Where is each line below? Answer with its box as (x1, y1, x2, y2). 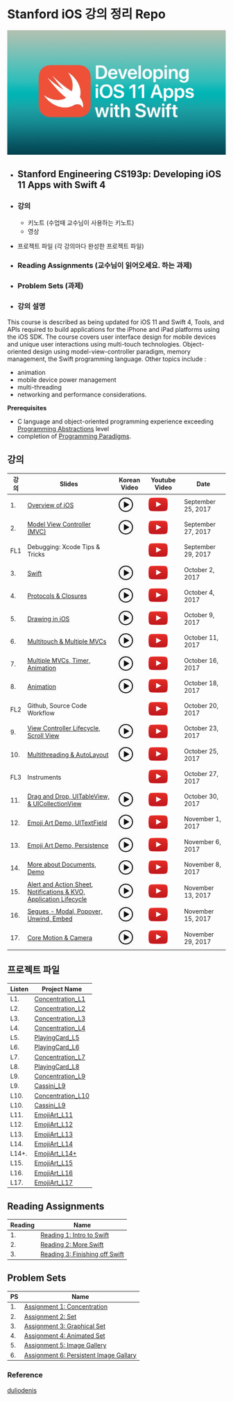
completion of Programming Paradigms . (17, 432, 132, 440)
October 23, (183, 724, 219, 732)
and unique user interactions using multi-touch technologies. (7, 339, 182, 348)
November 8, (183, 860, 222, 869)
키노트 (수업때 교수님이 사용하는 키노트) (27, 218, 135, 226)
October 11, (183, 633, 219, 642)
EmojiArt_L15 (34, 1159, 74, 1167)
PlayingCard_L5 (34, 1034, 80, 1042)
